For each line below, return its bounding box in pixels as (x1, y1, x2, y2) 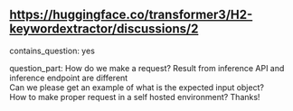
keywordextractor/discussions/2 (9, 22, 199, 37)
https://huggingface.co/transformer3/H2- (9, 7, 253, 23)
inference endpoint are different (9, 72, 128, 83)
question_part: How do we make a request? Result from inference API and (9, 62, 285, 73)
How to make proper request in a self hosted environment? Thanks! (9, 91, 260, 102)
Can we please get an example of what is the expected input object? (9, 81, 265, 93)
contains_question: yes (9, 45, 95, 56)
